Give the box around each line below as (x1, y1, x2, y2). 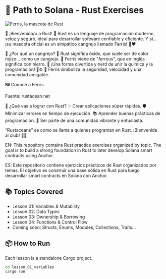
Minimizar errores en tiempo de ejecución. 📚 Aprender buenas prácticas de (5, 110, 161, 116)
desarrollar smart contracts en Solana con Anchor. (5, 172, 108, 178)
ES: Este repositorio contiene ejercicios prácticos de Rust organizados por (5, 162, 157, 168)
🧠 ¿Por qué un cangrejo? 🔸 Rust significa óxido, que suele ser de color (5, 51, 149, 56)
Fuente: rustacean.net (5, 93, 51, 99)
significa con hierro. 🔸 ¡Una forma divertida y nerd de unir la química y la (5, 61, 153, 67)
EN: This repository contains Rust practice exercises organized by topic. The (5, 142, 162, 148)
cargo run (5, 269, 26, 274)
